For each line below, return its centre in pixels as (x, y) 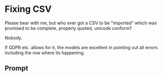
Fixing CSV (28, 9)
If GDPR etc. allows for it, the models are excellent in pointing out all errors (81, 47)
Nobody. (13, 38)
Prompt (16, 68)
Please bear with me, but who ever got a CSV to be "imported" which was (81, 23)
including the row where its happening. (45, 53)
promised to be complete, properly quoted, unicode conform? (68, 28)
